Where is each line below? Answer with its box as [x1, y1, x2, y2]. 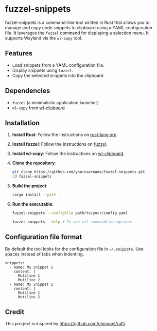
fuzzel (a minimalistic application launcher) [12, 99, 99, 105]
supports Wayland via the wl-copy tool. [5, 35, 83, 41]
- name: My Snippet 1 [9, 265, 53, 270]
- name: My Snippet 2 [9, 282, 53, 287]
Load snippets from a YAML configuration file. [12, 62, 105, 68]
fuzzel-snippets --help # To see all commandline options [12, 219, 132, 224]
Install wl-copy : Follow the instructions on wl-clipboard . [12, 151, 125, 156]
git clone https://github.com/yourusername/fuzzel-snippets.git [12, 170, 145, 175]
